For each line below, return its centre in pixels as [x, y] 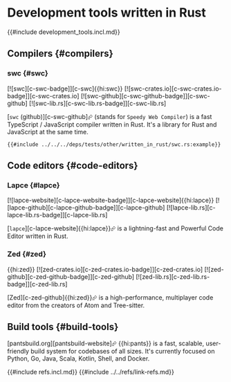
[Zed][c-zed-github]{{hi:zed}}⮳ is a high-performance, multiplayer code [110, 297]
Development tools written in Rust [107, 13]
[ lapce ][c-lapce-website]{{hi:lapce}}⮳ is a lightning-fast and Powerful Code [115, 228]
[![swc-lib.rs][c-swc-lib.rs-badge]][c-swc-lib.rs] [98, 103]
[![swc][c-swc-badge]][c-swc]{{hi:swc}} [65, 89]
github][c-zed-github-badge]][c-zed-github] [71, 276]
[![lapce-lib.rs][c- [191, 208]
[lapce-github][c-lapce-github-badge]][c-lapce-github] [86, 208]
